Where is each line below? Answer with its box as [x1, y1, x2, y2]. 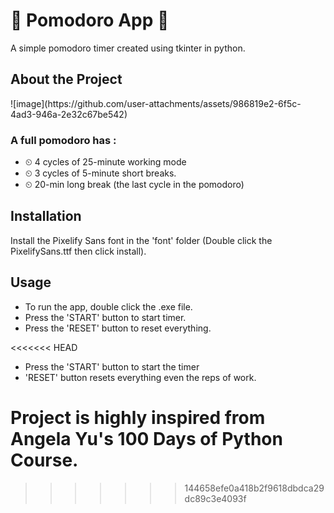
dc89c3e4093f [184, 492, 247, 504]
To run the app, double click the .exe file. [24, 300, 193, 313]
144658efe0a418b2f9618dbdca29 [184, 482, 325, 494]
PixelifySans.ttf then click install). [10, 245, 147, 257]
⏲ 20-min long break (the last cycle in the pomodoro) [24, 179, 245, 191]
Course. [10, 449, 79, 471]
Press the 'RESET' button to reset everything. [24, 322, 212, 334]
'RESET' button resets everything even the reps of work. [24, 371, 257, 383]
